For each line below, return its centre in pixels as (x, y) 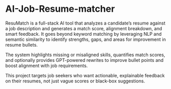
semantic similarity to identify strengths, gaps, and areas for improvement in (86, 39)
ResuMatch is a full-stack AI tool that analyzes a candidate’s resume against (85, 23)
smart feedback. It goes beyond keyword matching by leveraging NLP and (83, 34)
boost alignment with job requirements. (47, 65)
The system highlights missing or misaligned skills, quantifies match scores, (85, 55)
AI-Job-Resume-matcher (60, 9)
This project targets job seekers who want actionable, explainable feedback (85, 75)
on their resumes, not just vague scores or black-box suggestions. (75, 81)
